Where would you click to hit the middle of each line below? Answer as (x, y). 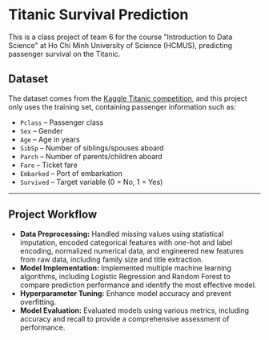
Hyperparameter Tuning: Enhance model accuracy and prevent (126, 293)
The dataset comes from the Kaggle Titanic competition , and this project (128, 98)
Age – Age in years (50, 139)
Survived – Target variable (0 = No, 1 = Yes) (91, 182)
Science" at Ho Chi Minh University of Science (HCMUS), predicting (120, 45)
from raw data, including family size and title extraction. (112, 259)
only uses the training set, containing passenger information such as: (122, 106)
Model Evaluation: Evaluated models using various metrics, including (134, 310)
